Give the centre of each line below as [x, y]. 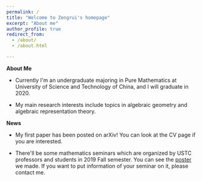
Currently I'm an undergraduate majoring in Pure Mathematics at [96, 80]
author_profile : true [34, 29]
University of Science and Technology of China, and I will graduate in [102, 86]
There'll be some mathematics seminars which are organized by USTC [103, 153]
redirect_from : [26, 35]
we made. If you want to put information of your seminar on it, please [102, 166]
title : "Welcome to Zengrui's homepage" [58, 18]
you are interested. [39, 141]
